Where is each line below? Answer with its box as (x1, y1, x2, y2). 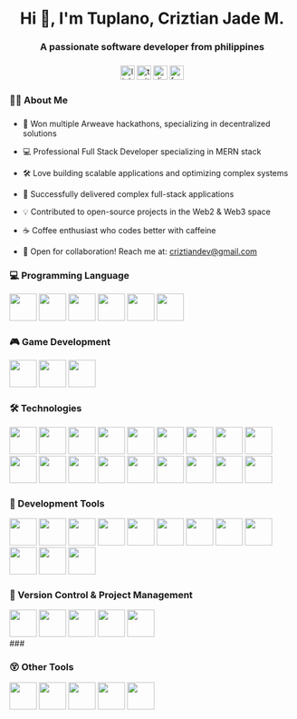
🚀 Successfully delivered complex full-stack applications (22, 188, 235, 199)
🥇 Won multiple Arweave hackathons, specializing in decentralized (22, 118, 271, 129)
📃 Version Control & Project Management (9, 588, 193, 601)
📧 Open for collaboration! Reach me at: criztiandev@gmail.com (22, 245, 258, 257)
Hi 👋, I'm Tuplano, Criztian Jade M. (19, 8, 285, 29)
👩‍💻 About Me (9, 94, 68, 106)
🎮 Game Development (9, 336, 111, 349)
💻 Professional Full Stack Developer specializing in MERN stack (22, 145, 262, 157)
